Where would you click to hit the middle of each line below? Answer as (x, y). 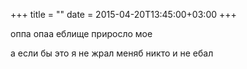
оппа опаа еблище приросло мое (81, 33)
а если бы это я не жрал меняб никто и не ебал (112, 53)
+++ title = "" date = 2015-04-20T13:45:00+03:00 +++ (123, 14)
